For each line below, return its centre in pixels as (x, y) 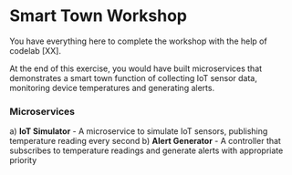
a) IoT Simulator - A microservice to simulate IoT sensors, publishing (139, 131)
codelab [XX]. (36, 50)
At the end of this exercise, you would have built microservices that (136, 68)
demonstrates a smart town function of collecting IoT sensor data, (134, 77)
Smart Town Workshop (98, 16)
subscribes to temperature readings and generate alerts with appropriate (146, 150)
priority (23, 160)
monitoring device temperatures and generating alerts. (112, 87)
